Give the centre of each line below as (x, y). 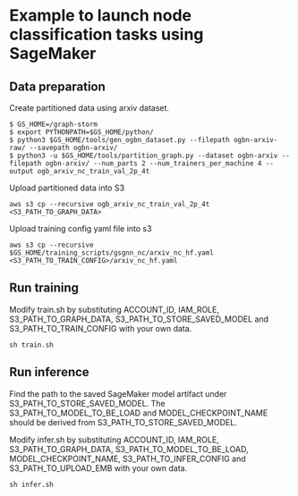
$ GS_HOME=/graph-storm (54, 124)
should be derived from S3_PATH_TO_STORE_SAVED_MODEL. (123, 422)
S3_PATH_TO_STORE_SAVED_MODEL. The (87, 403)
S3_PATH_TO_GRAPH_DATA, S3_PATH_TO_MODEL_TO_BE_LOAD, (129, 449)
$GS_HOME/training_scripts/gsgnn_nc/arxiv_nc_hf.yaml (112, 253)
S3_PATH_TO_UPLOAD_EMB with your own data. (98, 468)
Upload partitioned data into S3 (67, 188)
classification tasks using (106, 34)
